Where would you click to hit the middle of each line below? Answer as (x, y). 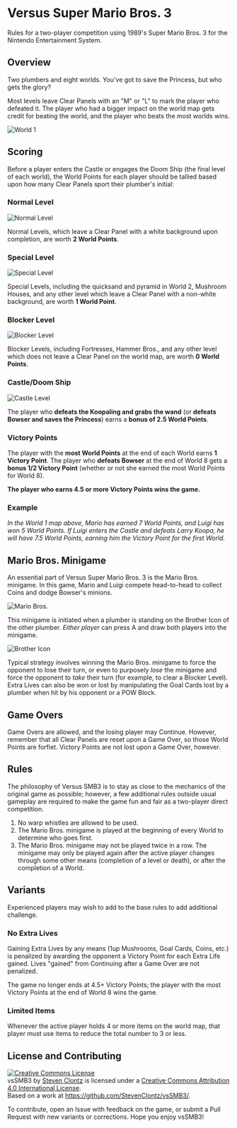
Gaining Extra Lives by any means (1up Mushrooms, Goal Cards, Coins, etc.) (118, 948)
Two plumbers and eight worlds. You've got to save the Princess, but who (115, 79)
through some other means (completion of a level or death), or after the (122, 860)
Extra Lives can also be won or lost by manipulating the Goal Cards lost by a (118, 685)
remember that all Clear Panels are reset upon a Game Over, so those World (118, 739)
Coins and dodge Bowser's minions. (60, 592)
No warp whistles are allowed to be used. (78, 823)
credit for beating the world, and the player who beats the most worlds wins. (118, 115)
